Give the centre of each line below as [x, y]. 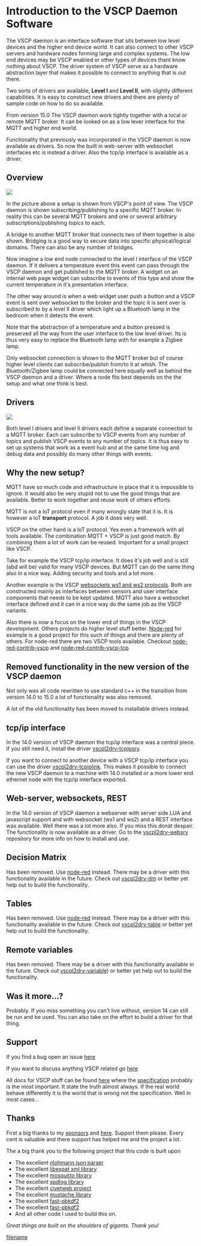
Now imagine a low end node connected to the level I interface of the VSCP [99, 259]
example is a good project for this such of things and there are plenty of [95, 635]
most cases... [23, 1099]
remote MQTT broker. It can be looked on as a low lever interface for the [95, 121]
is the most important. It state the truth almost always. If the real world [93, 1086]
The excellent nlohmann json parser [59, 1162]
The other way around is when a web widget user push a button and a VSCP [100, 296]
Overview [25, 178]
